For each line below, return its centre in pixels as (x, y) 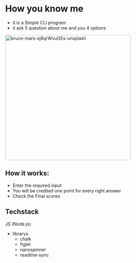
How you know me (44, 9)
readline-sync (34, 255)
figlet (25, 244)
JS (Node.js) (18, 224)
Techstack (22, 212)
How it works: (27, 173)
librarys (20, 233)
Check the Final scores (36, 196)
